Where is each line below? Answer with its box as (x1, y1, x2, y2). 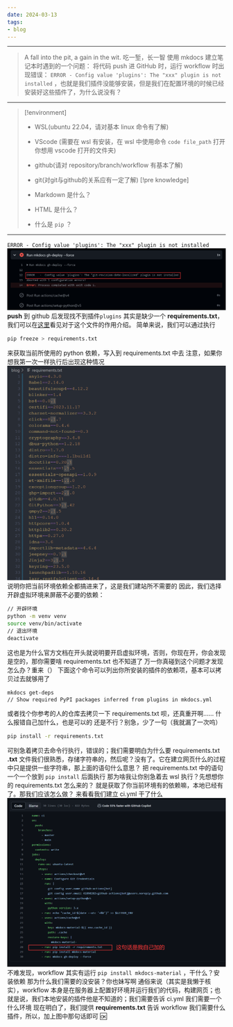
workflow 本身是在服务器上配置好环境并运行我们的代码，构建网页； (21, 985, 215, 994)
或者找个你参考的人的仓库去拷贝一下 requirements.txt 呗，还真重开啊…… (7, 709, 214, 717)
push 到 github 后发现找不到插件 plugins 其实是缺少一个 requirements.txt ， (7, 312, 224, 320)
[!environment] (24, 109, 67, 117)
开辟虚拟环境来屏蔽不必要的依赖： (7, 591, 105, 599)
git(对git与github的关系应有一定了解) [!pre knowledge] (34, 176, 189, 184)
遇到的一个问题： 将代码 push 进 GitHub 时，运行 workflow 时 (42, 62, 218, 70)
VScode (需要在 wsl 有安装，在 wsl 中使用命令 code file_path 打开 (34, 138, 225, 146)
